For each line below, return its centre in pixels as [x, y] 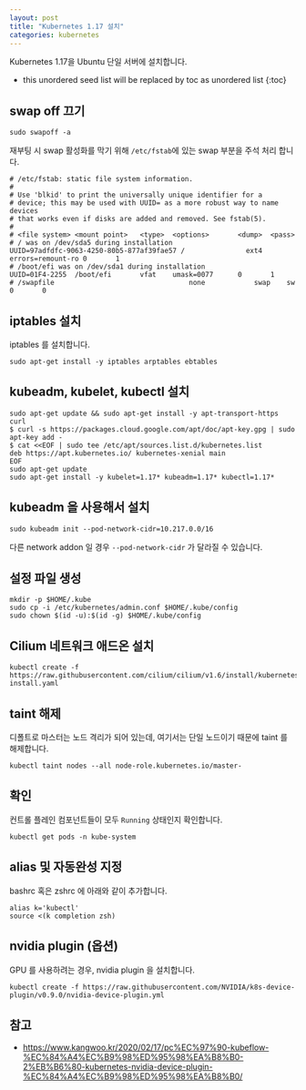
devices [24, 211]
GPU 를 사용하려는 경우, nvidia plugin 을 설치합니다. [102, 970]
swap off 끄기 [47, 111]
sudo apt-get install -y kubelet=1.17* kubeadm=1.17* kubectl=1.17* [142, 477]
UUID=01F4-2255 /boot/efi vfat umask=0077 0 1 [142, 275]
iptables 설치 [46, 321]
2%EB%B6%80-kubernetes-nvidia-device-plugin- [117, 1067]
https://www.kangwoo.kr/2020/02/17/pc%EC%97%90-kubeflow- [146, 1047]
